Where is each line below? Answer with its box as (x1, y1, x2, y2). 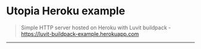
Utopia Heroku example (6, 4, 126, 18)
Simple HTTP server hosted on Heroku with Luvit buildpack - (20, 24, 171, 31)
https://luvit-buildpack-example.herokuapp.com (20, 30, 139, 37)
